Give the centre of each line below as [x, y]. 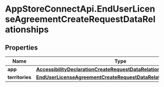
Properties [21, 47]
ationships [27, 30]
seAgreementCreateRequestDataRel [80, 19]
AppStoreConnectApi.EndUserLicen [80, 9]
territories [20, 77]
